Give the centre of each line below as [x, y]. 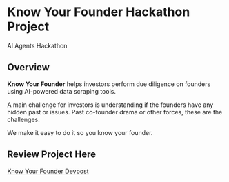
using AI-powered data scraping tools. [61, 91]
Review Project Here [52, 155]
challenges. [23, 119]
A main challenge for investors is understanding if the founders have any [110, 105]
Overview [29, 67]
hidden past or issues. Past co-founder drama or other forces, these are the [115, 112]
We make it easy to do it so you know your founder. [80, 132]
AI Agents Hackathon [37, 45]
